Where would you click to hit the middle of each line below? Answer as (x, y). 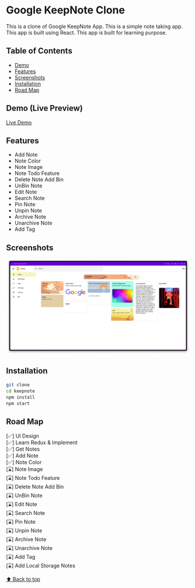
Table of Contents (39, 51)
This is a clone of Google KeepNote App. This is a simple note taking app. (94, 26)
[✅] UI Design (23, 435)
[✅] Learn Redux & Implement (42, 442)
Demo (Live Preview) (44, 108)
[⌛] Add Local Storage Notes (41, 565)
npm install (20, 397)
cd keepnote (20, 391)
